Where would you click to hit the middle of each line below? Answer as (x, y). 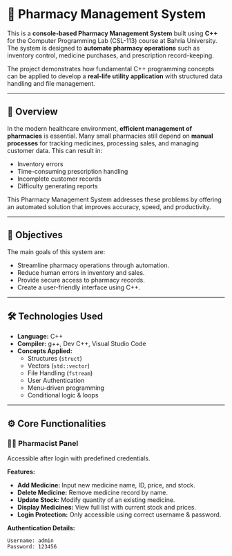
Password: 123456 (32, 547)
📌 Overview (32, 112)
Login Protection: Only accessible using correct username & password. (119, 514)
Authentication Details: (41, 528)
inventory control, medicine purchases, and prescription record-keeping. (110, 55)
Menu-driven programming (66, 388)
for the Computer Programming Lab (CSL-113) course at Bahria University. (112, 40)
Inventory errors (40, 164)
